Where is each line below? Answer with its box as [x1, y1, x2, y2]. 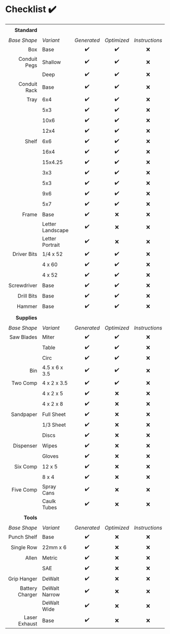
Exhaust [18, 620, 37, 627]
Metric [42, 554, 58, 562]
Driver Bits [12, 251, 37, 258]
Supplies [15, 314, 37, 321]
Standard [14, 26, 37, 33]
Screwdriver [8, 282, 37, 289]
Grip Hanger [8, 575, 37, 582]
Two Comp [11, 380, 37, 387]
